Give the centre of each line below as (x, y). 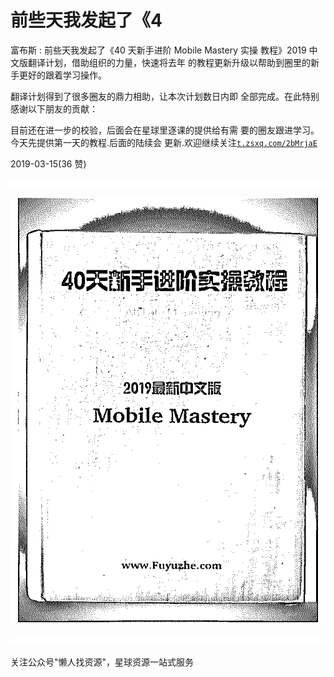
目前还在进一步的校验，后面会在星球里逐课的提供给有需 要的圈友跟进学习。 (165, 130)
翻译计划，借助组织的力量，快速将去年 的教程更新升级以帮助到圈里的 (169, 62)
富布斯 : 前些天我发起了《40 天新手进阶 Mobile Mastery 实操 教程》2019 (158, 50)
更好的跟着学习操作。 (62, 75)
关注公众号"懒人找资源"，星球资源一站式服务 (102, 662)
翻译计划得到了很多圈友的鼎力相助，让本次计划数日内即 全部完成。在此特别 (165, 96)
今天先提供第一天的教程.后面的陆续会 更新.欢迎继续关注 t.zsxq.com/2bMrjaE (164, 142)
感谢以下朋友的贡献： (54, 108)
